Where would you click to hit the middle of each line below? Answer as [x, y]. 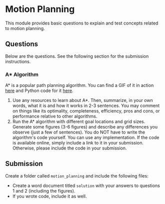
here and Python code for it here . [39, 90]
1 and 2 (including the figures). [44, 190]
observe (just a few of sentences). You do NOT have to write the [79, 132]
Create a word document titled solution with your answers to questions [86, 185]
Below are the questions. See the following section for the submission [77, 56]
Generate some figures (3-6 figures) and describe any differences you [85, 127]
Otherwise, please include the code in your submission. [69, 148]
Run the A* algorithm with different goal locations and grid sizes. [79, 121]
